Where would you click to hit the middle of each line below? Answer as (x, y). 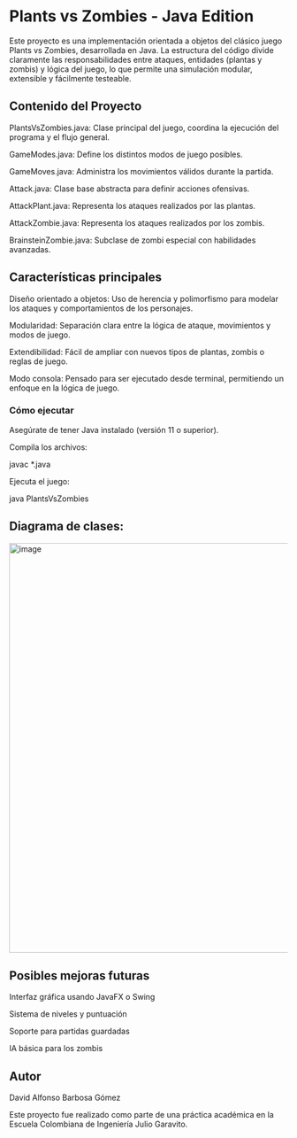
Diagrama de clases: (67, 526)
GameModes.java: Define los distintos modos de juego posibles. (126, 154)
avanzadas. (30, 249)
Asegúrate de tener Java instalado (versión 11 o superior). (114, 430)
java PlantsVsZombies (49, 499)
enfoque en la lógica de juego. (65, 388)
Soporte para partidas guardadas (69, 1031)
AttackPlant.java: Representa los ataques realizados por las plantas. (133, 205)
